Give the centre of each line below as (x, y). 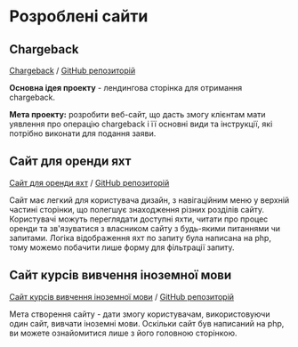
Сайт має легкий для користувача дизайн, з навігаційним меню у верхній (149, 200)
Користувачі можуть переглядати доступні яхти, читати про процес (139, 219)
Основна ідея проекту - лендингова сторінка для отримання (126, 88)
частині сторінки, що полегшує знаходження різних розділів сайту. (137, 209)
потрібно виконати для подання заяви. (83, 133)
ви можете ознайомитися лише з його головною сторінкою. (123, 333)
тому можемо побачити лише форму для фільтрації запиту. (122, 247)
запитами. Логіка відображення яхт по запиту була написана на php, (140, 238)
